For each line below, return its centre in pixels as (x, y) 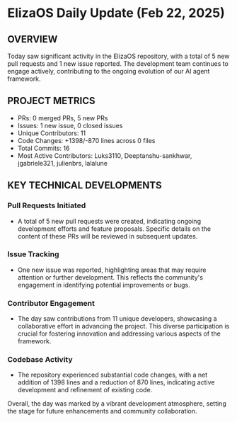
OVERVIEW (33, 39)
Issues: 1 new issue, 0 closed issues (70, 125)
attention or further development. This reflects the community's (110, 277)
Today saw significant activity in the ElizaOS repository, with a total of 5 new (118, 56)
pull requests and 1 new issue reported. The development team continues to (118, 64)
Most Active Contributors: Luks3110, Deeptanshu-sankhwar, (105, 155)
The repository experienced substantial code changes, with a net (112, 375)
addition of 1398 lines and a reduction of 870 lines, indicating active (116, 382)
